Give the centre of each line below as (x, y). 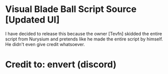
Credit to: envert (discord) (61, 65)
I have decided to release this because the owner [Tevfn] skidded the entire (84, 33)
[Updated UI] (32, 20)
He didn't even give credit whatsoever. (45, 44)
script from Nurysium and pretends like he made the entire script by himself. (84, 39)
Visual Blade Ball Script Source (71, 9)
